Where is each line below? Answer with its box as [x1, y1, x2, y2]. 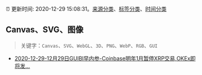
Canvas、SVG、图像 [5, 25, 84, 35]
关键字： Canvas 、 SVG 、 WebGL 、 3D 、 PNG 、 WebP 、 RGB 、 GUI [20, 42, 158, 49]
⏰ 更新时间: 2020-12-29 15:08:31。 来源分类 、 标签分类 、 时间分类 [5, 5, 167, 12]
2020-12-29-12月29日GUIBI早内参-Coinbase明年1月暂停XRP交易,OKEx [14, 54, 191, 62]
